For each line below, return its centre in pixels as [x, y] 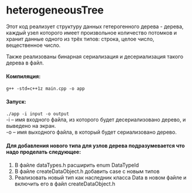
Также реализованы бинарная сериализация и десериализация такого [95, 56]
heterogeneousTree [55, 10]
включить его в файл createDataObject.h [65, 184]
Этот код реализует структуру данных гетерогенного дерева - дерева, [95, 26]
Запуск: [16, 101]
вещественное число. [33, 45]
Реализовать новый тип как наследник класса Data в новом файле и [100, 177]
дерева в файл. [25, 63]
